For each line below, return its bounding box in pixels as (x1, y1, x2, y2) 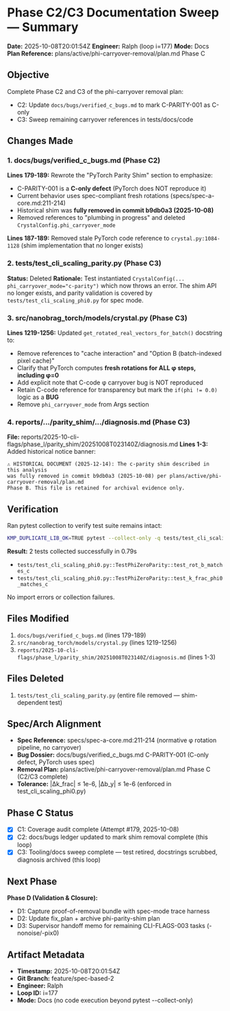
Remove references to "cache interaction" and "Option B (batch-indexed (16, 350, 222, 358)
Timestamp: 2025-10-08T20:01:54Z (16, 967, 120, 975)
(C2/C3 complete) (16, 772, 68, 781)
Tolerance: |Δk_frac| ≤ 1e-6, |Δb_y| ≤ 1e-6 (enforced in (16, 780, 172, 788)
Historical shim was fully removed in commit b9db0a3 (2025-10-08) (16, 206, 214, 215)
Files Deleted (7, 673, 64, 685)
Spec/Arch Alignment (7, 718, 101, 730)
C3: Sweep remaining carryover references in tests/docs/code (16, 115, 194, 123)
